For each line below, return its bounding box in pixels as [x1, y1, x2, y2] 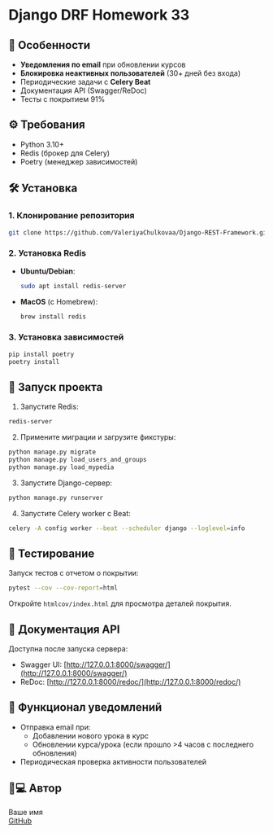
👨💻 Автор [8, 782, 63, 796]
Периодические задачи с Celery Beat [19, 77, 151, 86]
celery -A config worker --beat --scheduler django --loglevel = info [8, 524, 245, 533]
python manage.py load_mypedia [8, 463, 115, 471]
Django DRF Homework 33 [8, 6, 190, 24]
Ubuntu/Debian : [19, 266, 76, 276]
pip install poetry [8, 350, 75, 358]
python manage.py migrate [8, 448, 96, 457]
